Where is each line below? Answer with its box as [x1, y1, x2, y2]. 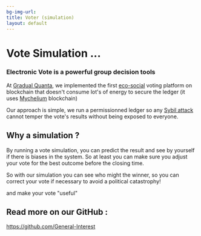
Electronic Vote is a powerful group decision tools [6, 68, 156, 76]
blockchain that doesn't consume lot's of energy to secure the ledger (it [6, 88, 186, 95]
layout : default [6, 20, 47, 26]
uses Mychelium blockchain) [6, 95, 77, 102]
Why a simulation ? [6, 130, 80, 141]
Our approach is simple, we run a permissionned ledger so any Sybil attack [6, 106, 194, 113]
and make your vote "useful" [6, 189, 77, 197]
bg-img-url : [6, 8, 36, 15]
